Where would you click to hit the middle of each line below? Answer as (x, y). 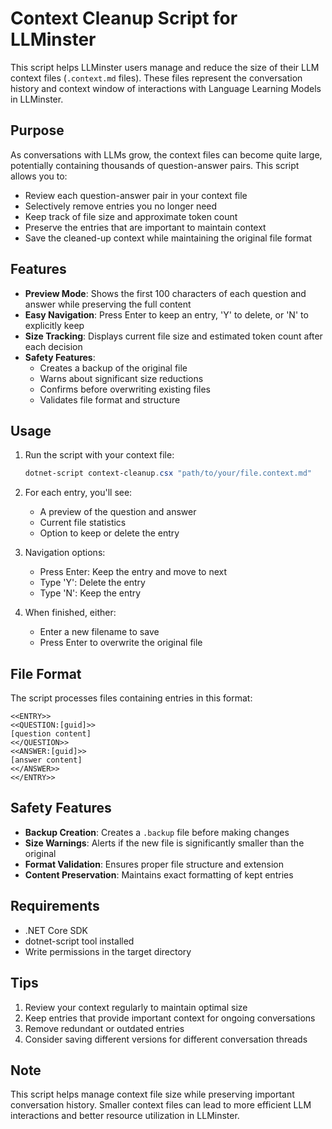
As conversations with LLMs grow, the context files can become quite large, (166, 154)
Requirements (55, 906)
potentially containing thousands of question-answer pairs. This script (155, 165)
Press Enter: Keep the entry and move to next (133, 572)
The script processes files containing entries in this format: (131, 698)
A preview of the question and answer (118, 512)
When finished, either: (70, 613)
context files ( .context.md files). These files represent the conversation (156, 78)
